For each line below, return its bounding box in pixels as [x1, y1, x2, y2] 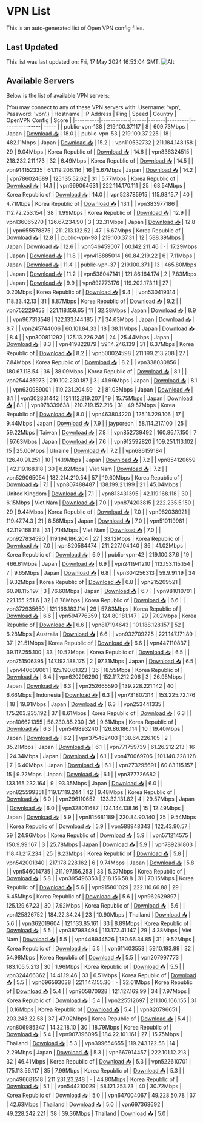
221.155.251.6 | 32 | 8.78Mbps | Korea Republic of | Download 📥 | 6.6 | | [6, 596, 185, 603]
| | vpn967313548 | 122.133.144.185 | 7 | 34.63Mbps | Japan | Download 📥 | [6, 316, 195, 323]
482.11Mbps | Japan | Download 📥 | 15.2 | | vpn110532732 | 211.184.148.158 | [6, 138, 196, 146]
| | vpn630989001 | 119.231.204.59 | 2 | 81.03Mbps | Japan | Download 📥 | [6, 385, 193, 393]
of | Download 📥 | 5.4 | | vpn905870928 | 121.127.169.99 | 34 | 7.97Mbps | [6, 988, 190, 995]
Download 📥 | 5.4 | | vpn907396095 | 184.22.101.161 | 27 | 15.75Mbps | [6, 1030, 183, 1037]
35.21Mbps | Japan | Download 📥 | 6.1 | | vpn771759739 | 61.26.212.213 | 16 [6, 743, 195, 750]
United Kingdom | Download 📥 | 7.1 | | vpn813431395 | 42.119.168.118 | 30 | [6, 490, 192, 497]
